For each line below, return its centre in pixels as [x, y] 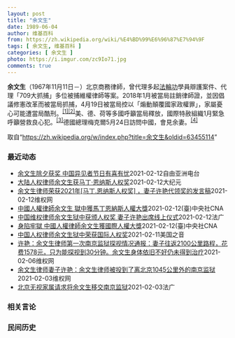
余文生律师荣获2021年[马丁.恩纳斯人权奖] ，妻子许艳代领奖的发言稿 [114, 191]
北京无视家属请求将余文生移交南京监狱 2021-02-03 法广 [96, 287]
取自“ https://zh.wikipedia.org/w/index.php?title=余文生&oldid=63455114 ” [112, 136]
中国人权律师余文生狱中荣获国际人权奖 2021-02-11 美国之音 [101, 234]
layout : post [26, 14]
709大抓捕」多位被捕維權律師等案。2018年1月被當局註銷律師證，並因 [119, 95]
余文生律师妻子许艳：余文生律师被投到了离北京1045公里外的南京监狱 [116, 269]
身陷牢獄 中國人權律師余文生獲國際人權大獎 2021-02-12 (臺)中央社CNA [117, 226]
